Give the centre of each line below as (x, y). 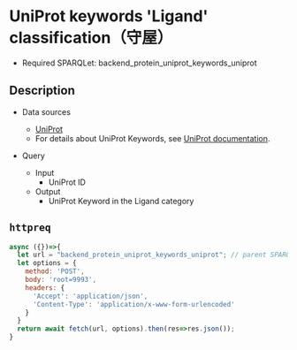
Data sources (46, 111)
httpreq (30, 228)
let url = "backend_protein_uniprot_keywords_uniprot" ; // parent (142, 255)
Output (48, 191)
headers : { (45, 288)
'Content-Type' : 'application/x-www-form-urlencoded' (134, 304)
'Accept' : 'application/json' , (90, 296)
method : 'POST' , (55, 271)
